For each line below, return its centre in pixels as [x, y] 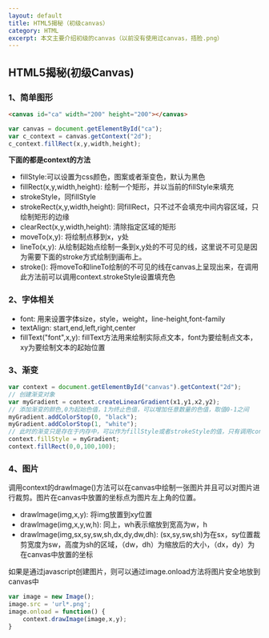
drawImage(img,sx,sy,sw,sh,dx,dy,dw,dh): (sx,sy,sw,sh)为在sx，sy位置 [137, 535]
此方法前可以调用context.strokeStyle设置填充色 [98, 277]
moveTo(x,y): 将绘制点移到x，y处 [74, 237]
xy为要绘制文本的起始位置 [62, 347]
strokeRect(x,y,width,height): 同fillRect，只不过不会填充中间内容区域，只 [139, 207]
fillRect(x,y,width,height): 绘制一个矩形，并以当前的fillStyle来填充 [127, 187]
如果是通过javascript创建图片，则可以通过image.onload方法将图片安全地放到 [134, 572]
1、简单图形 [31, 97]
